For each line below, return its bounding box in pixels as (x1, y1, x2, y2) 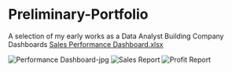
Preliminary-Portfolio (8, 5, 149, 23)
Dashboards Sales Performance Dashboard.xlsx (8, 39, 164, 49)
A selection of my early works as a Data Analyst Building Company (8, 31, 224, 41)
